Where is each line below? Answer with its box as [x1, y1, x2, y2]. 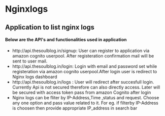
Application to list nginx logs [5, 23, 95, 31]
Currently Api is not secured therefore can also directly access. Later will [12, 84, 160, 90]
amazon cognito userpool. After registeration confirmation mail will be [12, 53, 154, 58]
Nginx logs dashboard [12, 74, 58, 80]
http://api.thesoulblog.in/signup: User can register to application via [12, 48, 150, 54]
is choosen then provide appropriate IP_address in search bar [12, 105, 137, 111]
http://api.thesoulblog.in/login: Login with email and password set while [12, 63, 157, 69]
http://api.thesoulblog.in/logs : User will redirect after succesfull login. [12, 79, 154, 85]
